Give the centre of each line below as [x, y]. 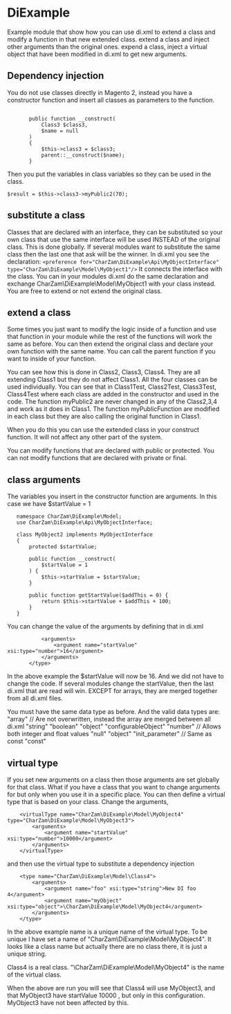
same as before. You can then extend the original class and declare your [110, 344]
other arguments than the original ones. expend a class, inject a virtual [107, 46]
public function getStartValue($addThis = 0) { [99, 595]
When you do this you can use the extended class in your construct [103, 430]
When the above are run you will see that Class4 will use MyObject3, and [111, 988]
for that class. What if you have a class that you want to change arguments [113, 787]
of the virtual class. [35, 974]
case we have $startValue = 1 [49, 504]
